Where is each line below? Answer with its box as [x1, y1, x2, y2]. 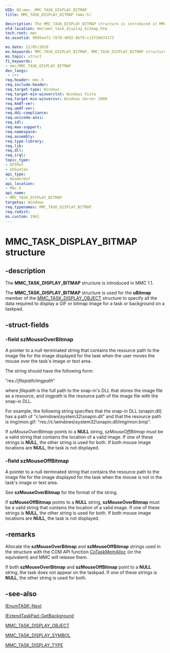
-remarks [5, 530, 35, 539]
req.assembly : [5, 134, 35, 139]
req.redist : [5, 209, 30, 214]
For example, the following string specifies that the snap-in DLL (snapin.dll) [5, 408, 162, 414]
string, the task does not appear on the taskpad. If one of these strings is [5, 569, 157, 576]
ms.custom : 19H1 [5, 214, 39, 219]
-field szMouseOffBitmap [5, 457, 69, 464]
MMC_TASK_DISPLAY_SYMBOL [5, 632, 71, 638]
